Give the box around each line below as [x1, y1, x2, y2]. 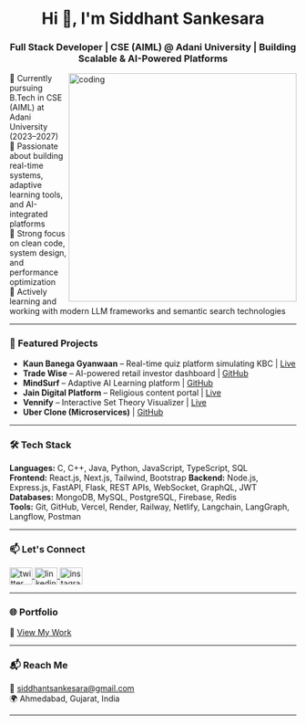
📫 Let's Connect [9, 543, 86, 555]
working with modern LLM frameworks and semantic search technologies [9, 306, 286, 317]
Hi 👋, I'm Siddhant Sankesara [41, 8, 265, 29]
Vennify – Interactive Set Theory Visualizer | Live [22, 396, 208, 407]
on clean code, [9, 237, 66, 249]
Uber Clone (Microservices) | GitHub [22, 406, 164, 417]
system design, [9, 247, 66, 258]
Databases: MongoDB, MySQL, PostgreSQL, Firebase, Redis [9, 492, 237, 503]
